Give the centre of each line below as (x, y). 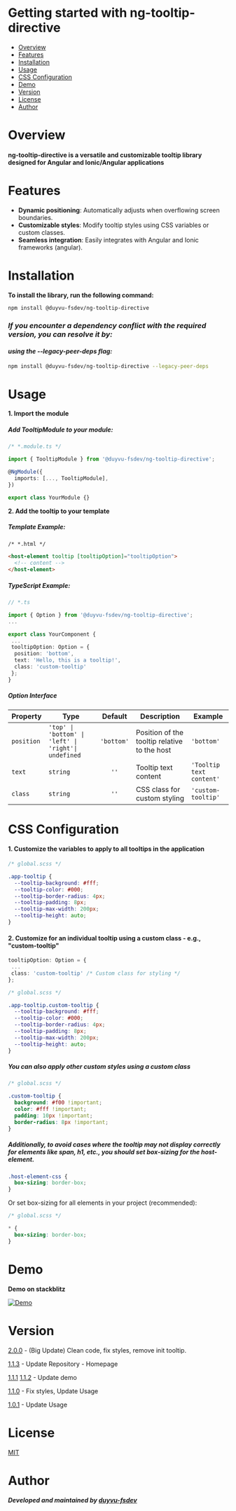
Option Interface (33, 696)
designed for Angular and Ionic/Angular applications (86, 162)
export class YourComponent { (52, 634)
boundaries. (35, 217)
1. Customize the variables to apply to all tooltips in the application (106, 849)
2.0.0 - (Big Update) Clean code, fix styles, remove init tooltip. (97, 1350)
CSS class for (158, 789)
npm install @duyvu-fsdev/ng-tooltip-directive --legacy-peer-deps (109, 366)
